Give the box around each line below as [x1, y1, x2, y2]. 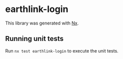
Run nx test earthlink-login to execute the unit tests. [5, 47, 119, 53]
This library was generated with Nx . [5, 20, 79, 26]
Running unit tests [5, 34, 64, 43]
